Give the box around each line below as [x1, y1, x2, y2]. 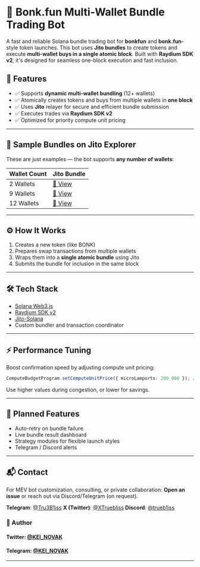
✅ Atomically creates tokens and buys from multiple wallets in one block [14, 96, 193, 104]
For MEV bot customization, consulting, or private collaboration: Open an [6, 486, 186, 493]
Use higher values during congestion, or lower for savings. [6, 386, 150, 393]
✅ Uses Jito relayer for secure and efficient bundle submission [14, 103, 170, 110]
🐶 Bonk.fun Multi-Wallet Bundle [6, 5, 165, 19]
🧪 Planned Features [6, 409, 80, 419]
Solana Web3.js [14, 303, 54, 310]
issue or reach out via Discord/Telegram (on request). [6, 492, 139, 499]
